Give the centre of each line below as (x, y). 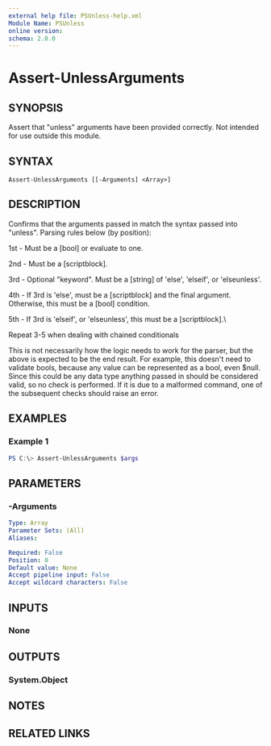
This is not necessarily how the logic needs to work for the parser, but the (131, 350)
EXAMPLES (38, 419)
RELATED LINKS (49, 733)
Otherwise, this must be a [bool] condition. (79, 303)
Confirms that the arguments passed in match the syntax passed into (123, 223)
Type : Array (28, 523)
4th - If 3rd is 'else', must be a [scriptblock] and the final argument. (120, 294)
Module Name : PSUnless (46, 23)
